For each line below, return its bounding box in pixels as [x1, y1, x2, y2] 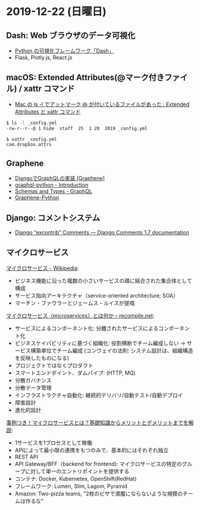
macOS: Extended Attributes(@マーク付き [6, 73, 165, 83]
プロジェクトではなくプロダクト [14, 361, 93, 369]
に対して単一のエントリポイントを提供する [24, 467, 130, 475]
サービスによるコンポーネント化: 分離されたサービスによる [14, 325, 159, 332]
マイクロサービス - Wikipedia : [6, 265, 79, 272]
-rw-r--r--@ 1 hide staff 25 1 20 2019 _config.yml [6, 125, 148, 131]
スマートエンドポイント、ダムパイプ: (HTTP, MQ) [14, 369, 136, 376]
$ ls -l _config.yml [6, 119, 58, 126]
